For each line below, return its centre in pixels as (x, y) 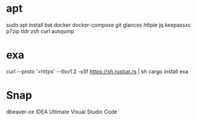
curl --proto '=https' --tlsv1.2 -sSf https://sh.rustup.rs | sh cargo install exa (97, 71)
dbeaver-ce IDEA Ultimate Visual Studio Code (62, 112)
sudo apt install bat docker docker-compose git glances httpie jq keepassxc (98, 25)
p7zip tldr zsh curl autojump (40, 31)
